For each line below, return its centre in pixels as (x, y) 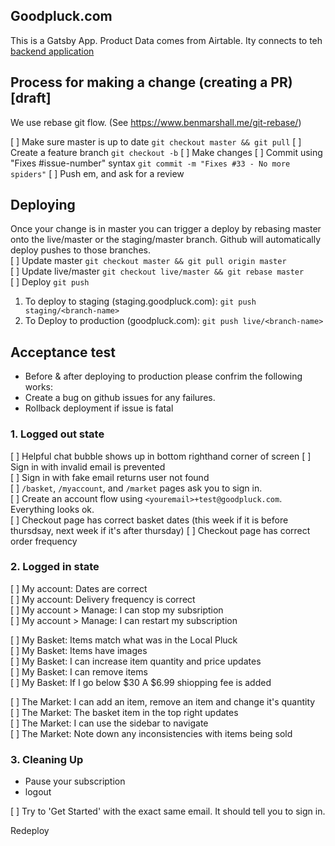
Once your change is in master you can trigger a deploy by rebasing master (166, 229)
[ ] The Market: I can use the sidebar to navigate (109, 723)
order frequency (44, 541)
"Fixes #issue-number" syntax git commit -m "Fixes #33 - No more (150, 163)
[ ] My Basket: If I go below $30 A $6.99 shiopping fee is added (141, 682)
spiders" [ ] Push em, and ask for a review (97, 173)
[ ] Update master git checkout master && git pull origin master (148, 261)
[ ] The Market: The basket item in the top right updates (124, 712)
